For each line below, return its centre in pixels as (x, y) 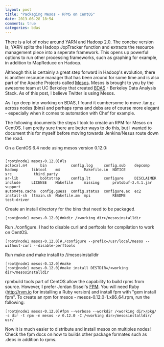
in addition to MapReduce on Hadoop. (43, 63)
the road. (14, 139)
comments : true (21, 23)
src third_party (31, 174)
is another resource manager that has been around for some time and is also (82, 78)
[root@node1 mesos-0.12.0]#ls (36, 161)
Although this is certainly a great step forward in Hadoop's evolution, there (80, 72)
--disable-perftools (55, 246)
